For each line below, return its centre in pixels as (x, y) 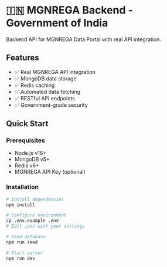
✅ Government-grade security (51, 105)
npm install (21, 205)
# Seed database (26, 237)
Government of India (57, 23)
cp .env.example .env (33, 221)
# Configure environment (36, 215)
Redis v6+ (27, 165)
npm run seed (22, 242)
